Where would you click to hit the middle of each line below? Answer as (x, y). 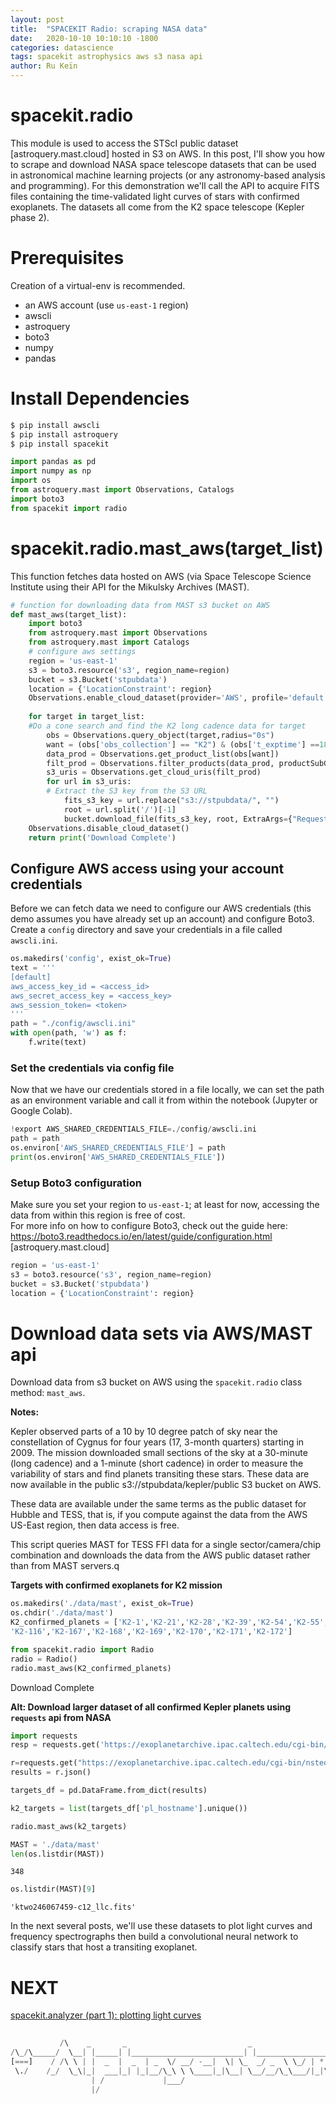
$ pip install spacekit (60, 444)
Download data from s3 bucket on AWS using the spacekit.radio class (156, 1382)
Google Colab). (41, 1111)
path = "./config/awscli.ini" (73, 1024)
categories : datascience (62, 47)
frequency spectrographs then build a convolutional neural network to (154, 1937)
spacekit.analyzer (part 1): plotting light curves (106, 2015)
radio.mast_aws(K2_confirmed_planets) (91, 1668)
